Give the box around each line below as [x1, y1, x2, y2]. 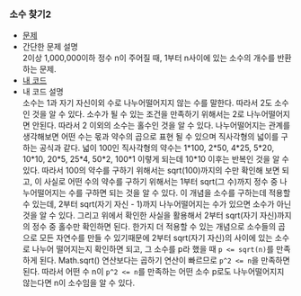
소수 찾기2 [9, 7, 52, 20]
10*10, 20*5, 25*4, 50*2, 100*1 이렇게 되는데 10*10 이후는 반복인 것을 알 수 [22, 154, 289, 165]
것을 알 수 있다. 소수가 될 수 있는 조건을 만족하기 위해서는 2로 [31, 109, 245, 120]
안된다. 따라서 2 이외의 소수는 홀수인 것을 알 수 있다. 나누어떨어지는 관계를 [31, 120, 290, 131]
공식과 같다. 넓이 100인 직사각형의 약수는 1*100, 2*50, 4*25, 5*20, [39, 142, 275, 154]
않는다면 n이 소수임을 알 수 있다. [22, 277, 136, 289]
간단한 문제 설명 [22, 41, 78, 52]
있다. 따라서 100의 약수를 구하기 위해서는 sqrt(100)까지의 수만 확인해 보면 [22, 165, 280, 176]
